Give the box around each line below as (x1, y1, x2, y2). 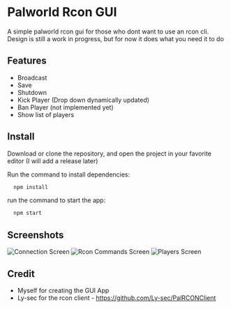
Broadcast (17, 73, 47, 82)
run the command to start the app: (7, 196, 106, 204)
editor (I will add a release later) (7, 156, 98, 165)
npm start (13, 210, 42, 217)
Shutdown (17, 88, 47, 96)
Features (7, 55, 47, 67)
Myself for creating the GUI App (17, 286, 110, 294)
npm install (13, 183, 49, 190)
